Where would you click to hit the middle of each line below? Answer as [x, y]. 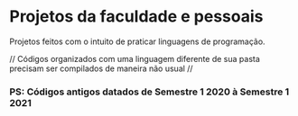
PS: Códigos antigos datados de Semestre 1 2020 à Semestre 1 [149, 92]
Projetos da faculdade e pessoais [136, 17]
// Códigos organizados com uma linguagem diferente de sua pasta [135, 58]
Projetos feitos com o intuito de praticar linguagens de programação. [137, 41]
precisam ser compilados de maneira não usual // [101, 68]
